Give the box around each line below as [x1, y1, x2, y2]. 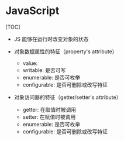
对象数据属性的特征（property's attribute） [13, 48, 118, 55]
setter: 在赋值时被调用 [22, 113, 76, 121]
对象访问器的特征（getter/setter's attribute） [13, 94, 122, 101]
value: [22, 60, 38, 67]
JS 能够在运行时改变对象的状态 [13, 35, 89, 42]
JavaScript [5, 4, 60, 18]
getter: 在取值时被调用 [22, 106, 77, 113]
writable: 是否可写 [22, 66, 66, 74]
